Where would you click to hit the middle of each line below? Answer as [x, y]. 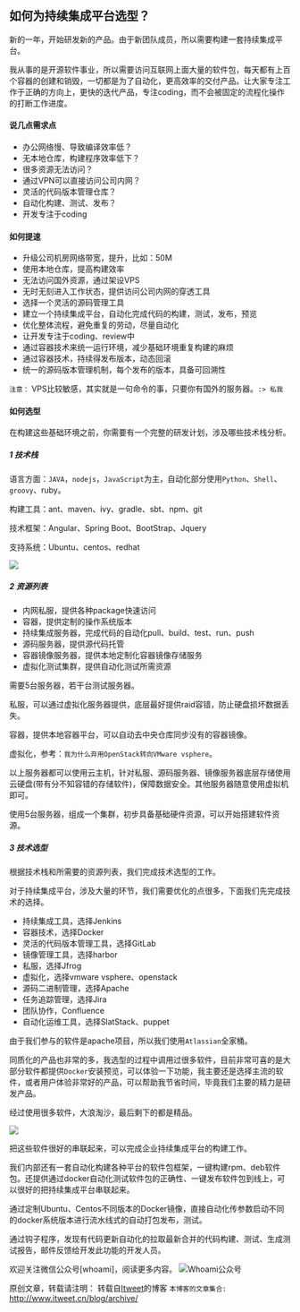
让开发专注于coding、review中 [79, 336]
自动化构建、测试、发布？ [69, 203]
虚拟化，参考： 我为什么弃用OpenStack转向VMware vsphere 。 [113, 754]
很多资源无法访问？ [58, 169]
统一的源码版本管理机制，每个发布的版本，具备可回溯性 [124, 370]
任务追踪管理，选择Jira [64, 999]
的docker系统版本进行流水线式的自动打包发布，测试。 [108, 1220]
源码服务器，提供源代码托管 [73, 644]
